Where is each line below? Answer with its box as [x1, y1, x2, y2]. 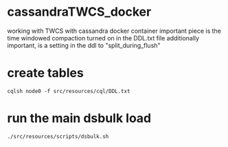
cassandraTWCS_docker [7, 4, 152, 20]
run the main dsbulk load [7, 111, 152, 126]
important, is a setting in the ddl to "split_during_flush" [7, 41, 161, 49]
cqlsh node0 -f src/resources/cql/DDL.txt [7, 88, 130, 94]
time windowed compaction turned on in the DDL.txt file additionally [7, 34, 200, 42]
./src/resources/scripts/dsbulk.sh [7, 133, 109, 140]
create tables [7, 66, 84, 81]
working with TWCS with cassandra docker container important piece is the [7, 27, 222, 35]
